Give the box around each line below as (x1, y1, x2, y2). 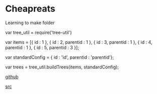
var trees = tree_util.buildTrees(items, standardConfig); (5, 64, 119, 70)
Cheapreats (5, 3, 55, 15)
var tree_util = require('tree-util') (5, 29, 72, 35)
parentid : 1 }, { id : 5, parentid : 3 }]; (5, 44, 80, 50)
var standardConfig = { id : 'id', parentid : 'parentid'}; (5, 54, 114, 60)
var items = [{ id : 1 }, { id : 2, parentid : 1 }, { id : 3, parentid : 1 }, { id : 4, (5, 39, 152, 45)
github (5, 73, 19, 79)
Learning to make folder (5, 20, 55, 26)
